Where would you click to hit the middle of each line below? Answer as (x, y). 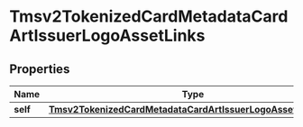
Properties (40, 69)
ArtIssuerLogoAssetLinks (107, 36)
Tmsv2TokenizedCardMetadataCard (149, 17)
